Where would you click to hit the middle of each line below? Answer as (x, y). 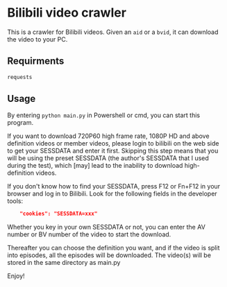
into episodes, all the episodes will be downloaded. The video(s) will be (109, 255)
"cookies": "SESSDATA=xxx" (59, 214)
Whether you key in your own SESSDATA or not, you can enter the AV (107, 227)
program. (20, 123)
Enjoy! (16, 276)
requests (20, 77)
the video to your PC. (37, 39)
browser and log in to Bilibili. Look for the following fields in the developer (112, 194)
